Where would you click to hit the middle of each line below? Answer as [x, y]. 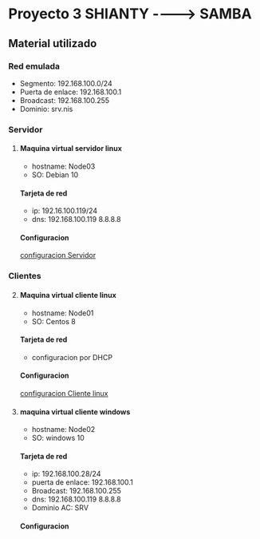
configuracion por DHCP [72, 357]
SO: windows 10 [58, 438]
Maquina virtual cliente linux [68, 295]
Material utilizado [53, 44]
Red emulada [34, 66]
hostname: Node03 [63, 166]
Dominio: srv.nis [46, 109]
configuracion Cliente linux [64, 393]
